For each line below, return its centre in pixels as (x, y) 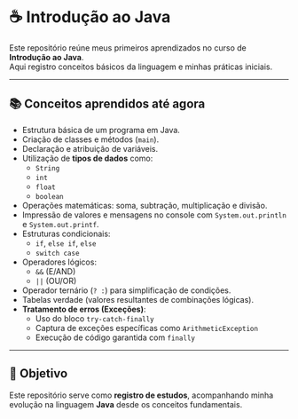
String (47, 168)
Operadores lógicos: (59, 262)
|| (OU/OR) (56, 281)
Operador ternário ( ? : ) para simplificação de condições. (126, 290)
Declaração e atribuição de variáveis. (90, 148)
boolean (49, 196)
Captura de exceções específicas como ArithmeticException (147, 328)
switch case (57, 253)
